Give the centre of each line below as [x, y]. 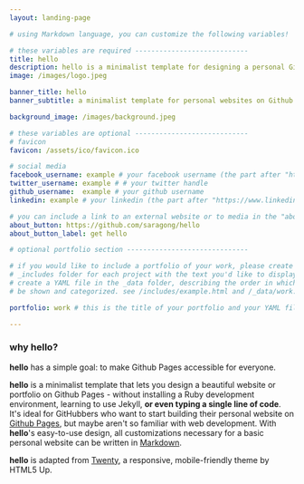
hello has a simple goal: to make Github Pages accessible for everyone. [142, 367]
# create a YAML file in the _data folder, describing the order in [141, 283]
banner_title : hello [48, 92]
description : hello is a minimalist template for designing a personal [147, 68]
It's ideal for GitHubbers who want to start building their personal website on [152, 413]
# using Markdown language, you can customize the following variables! [149, 34]
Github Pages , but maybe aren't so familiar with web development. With [143, 423]
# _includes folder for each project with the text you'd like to [137, 275]
